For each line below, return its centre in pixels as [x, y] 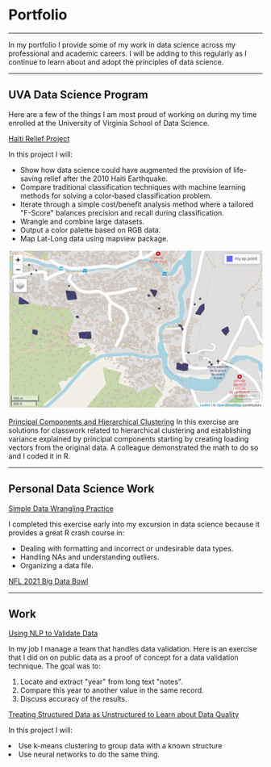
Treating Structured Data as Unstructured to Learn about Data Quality [124, 715]
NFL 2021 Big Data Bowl [48, 581]
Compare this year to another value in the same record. [112, 690]
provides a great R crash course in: [67, 532]
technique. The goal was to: [54, 666]
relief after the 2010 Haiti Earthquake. [106, 178]
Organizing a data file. [57, 565]
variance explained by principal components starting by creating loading [129, 438]
